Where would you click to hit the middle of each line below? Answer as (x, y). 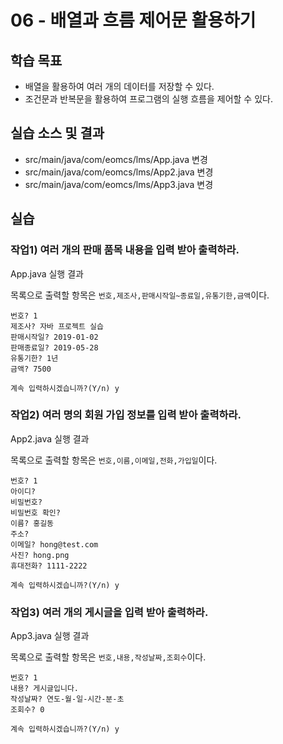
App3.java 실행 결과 (50, 636)
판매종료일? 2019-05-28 (54, 347)
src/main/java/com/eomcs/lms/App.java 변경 (116, 159)
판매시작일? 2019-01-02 (54, 337)
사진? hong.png (40, 555)
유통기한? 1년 (34, 358)
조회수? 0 (27, 710)
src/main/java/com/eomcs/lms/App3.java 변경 (119, 184)
